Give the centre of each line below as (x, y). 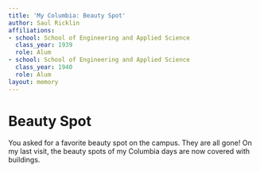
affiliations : (32, 30)
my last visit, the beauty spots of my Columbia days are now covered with (129, 151)
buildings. (24, 160)
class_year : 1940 (44, 67)
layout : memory (33, 82)
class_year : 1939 (44, 45)
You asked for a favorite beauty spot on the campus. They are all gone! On (130, 143)
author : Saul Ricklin (44, 23)
